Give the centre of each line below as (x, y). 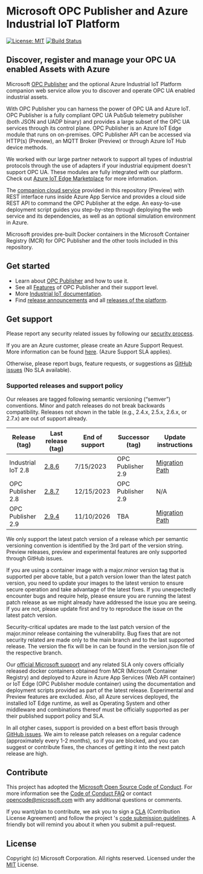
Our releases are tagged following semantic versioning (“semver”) (89, 399)
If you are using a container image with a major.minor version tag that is (95, 570)
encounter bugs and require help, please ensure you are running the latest (99, 596)
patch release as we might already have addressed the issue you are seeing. (101, 602)
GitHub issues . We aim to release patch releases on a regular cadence (94, 734)
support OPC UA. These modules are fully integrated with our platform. (95, 172)
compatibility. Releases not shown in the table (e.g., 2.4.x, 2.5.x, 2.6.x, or (97, 412)
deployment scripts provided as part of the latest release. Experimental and (100, 690)
